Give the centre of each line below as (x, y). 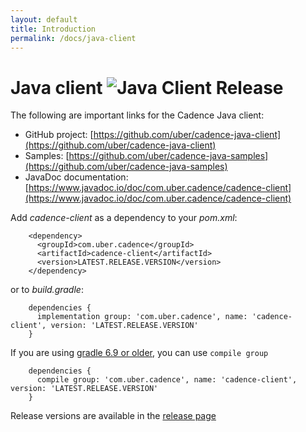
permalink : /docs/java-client (73, 38)
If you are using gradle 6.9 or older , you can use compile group (139, 353)
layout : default (44, 19)
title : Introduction (53, 29)
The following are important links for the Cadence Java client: (137, 115)
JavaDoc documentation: (76, 177)
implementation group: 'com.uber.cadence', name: (142, 317)
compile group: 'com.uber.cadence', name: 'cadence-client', (167, 380)
